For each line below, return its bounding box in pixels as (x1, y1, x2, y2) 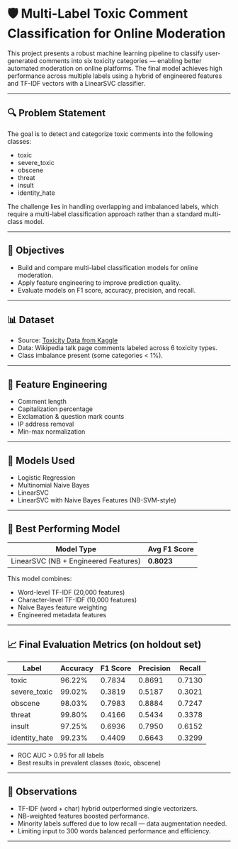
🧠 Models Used (7, 454, 76, 466)
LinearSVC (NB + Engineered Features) (11, 556, 142, 566)
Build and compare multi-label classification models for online (17, 263, 198, 271)
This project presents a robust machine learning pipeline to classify (7, 49, 204, 57)
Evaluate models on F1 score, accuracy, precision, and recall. (17, 286, 196, 294)
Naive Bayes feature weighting (17, 603, 108, 612)
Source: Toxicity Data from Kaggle (17, 336, 118, 344)
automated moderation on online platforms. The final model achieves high (7, 64, 223, 72)
